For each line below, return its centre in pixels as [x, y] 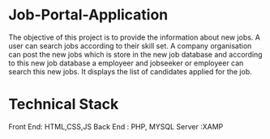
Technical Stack [64, 105]
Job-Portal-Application [88, 15]
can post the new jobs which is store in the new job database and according [135, 54]
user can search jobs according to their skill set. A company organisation [130, 45]
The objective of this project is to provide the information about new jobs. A [135, 37]
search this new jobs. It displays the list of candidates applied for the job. [131, 71]
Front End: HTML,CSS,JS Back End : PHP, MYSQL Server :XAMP [116, 126]
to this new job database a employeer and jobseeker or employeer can [126, 63]
